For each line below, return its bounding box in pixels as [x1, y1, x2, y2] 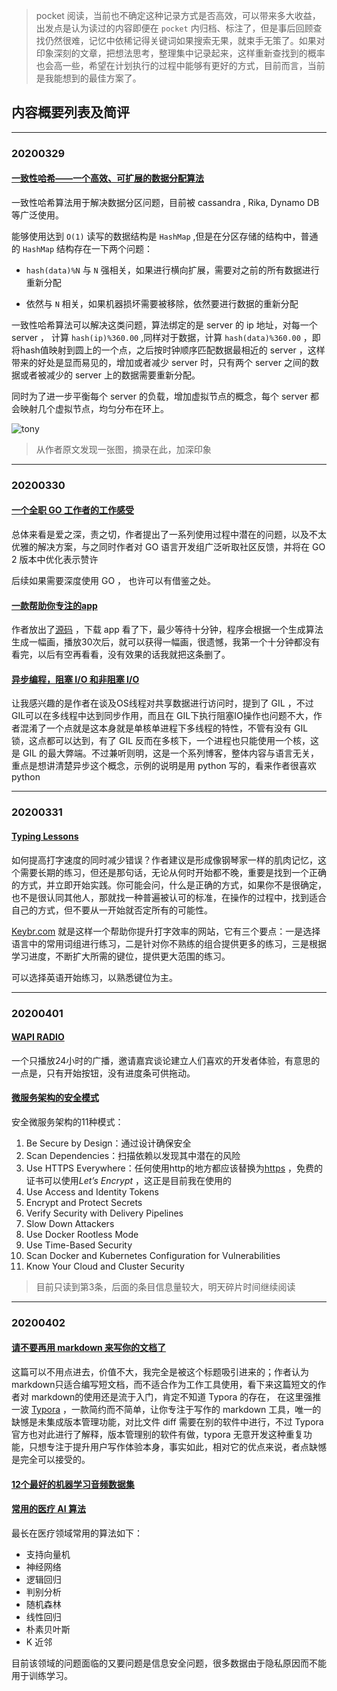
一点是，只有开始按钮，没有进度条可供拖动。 [11, 1067, 196, 1079]
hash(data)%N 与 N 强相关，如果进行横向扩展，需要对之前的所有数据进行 [25, 264, 320, 276]
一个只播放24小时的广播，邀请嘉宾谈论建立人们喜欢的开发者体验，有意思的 [11, 1054, 321, 1066]
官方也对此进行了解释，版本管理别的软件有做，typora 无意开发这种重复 [11, 1429, 304, 1441]
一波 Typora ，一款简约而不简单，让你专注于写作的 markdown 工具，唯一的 [11, 1404, 322, 1416]
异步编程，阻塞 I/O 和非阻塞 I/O [11, 673, 140, 685]
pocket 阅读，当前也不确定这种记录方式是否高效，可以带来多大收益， [35, 10, 321, 21]
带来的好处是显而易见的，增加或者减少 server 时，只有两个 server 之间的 [11, 356, 311, 368]
